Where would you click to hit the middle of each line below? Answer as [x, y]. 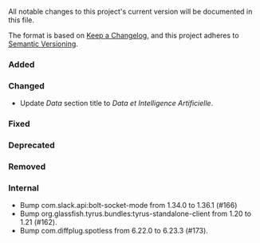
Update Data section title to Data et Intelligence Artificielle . [116, 104]
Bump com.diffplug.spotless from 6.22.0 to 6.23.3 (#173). [114, 231]
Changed [27, 85]
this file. [21, 20]
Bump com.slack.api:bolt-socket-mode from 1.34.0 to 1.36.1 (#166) [128, 206]
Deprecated [32, 145]
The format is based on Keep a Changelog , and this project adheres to [124, 35]
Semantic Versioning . [43, 44]
